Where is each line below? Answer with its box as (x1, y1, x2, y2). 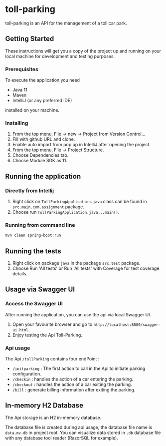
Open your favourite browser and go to (12, 321, 93, 327)
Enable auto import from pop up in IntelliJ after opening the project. (12, 142, 151, 148)
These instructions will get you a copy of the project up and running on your (5, 48, 161, 54)
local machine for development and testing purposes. (5, 53, 115, 59)
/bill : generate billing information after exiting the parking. (12, 387, 136, 392)
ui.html (12, 327, 28, 332)
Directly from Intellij (5, 187, 54, 194)
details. (12, 271, 28, 277)
